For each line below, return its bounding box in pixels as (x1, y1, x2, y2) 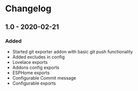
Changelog (5, 3, 52, 14)
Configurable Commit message (12, 75, 76, 81)
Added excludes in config (12, 54, 65, 60)
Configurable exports (12, 80, 56, 86)
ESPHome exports (12, 70, 50, 76)
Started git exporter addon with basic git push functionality (12, 48, 133, 54)
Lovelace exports (12, 59, 48, 65)
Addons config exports (12, 64, 60, 70)
